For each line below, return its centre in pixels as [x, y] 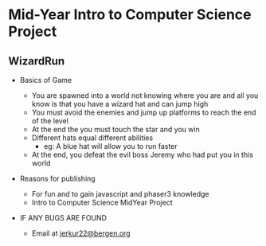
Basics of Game [46, 80]
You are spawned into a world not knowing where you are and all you [145, 96]
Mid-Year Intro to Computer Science [130, 15]
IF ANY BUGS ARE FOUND [63, 218]
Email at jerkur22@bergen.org [81, 233]
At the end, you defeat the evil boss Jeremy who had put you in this [142, 154]
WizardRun [37, 61]
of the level [50, 121]
